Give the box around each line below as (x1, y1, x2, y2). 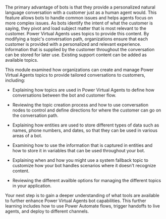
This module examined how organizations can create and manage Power (5, 67, 154, 73)
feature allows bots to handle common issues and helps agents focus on (5, 15, 153, 20)
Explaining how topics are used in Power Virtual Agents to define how (12, 87, 155, 93)
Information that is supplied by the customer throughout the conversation (5, 47, 155, 52)
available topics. (5, 57, 39, 63)
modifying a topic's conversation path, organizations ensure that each (5, 36, 148, 42)
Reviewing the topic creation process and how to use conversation (12, 102, 149, 108)
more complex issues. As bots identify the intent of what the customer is (5, 20, 153, 26)
